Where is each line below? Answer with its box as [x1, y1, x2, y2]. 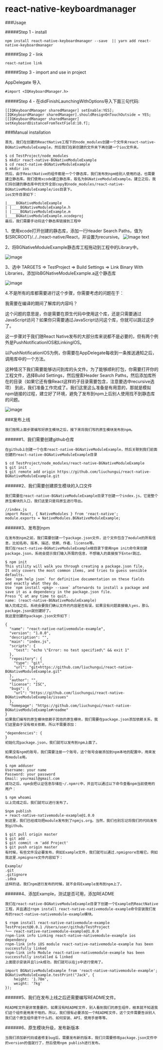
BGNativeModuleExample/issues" [5, 694, 69, 700]
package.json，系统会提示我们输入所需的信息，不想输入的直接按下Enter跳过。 [5, 551, 144, 556]
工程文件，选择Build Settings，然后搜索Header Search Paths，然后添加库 [5, 372, 152, 378]
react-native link [5, 61, 42, 65]
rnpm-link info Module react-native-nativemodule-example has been [5, 950, 145, 955]
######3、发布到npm [5, 525, 50, 530]
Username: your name [5, 767, 47, 772]
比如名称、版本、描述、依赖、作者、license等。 [12, 541, 96, 545]
